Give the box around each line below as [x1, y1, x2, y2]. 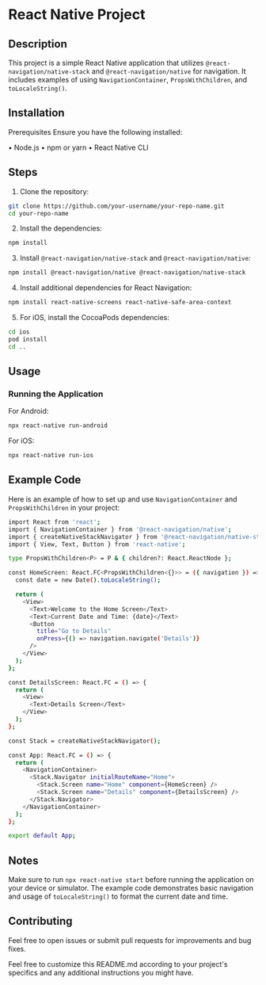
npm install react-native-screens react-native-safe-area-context [8, 299, 232, 307]
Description [8, 37, 67, 51]
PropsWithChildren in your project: [8, 502, 120, 512]
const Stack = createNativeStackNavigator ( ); [8, 737, 161, 745]
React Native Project [8, 6, 146, 24]
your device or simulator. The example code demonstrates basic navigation [8, 884, 254, 893]
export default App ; [8, 832, 77, 840]
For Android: [8, 407, 49, 416]
